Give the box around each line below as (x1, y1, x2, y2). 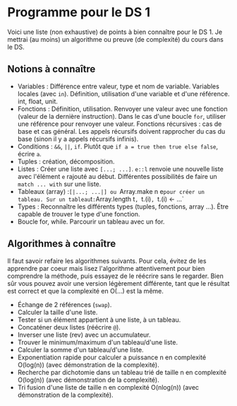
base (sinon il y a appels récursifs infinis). (17, 134, 139, 143)
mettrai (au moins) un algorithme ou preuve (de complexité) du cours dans (7, 35, 224, 43)
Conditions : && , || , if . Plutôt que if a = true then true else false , (17, 142, 219, 151)
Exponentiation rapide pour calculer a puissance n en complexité (17, 353, 207, 361)
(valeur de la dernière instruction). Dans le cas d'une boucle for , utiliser (17, 112, 226, 120)
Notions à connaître (7, 63, 96, 75)
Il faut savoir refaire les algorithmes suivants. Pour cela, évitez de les (7, 256, 207, 265)
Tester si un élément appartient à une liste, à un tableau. (17, 315, 181, 324)
